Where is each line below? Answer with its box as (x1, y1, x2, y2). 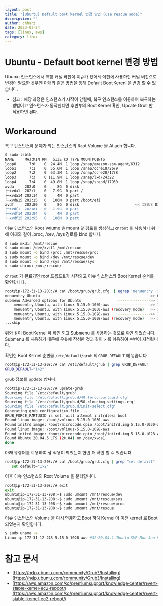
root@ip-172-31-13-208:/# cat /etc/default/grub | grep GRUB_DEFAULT (5, 362, 149, 367)
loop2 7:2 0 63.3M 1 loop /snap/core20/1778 (5, 170, 118, 175)
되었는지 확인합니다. (5, 521, 43, 527)
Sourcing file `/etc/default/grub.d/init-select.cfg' (5, 404, 116, 409)
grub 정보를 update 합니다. (5, 376, 57, 382)
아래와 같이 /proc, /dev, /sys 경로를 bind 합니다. (10, 231, 102, 237)
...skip (5, 321, 21, 325)
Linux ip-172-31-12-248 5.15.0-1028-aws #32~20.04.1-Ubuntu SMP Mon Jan (5, 535, 155, 541)
